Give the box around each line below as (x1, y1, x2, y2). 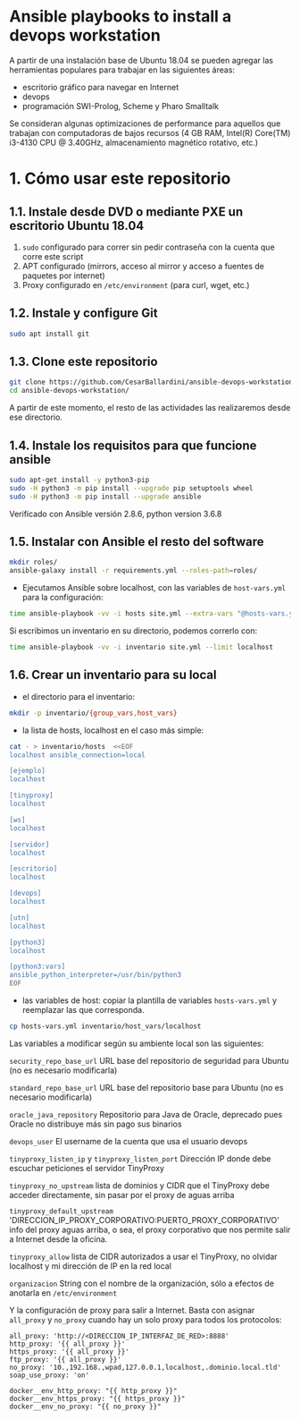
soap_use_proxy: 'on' (9, 1371, 90, 1380)
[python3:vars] (9, 962, 66, 972)
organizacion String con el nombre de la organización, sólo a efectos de (9, 1278, 275, 1288)
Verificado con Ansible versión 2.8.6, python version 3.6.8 (9, 508, 222, 519)
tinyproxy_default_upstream (9, 1206, 114, 1216)
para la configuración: (21, 592, 104, 603)
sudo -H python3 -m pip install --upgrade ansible (9, 492, 202, 501)
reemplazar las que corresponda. (21, 1005, 145, 1015)
